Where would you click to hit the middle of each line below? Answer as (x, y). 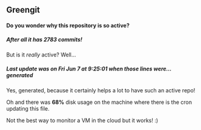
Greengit (23, 10)
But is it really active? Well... (41, 55)
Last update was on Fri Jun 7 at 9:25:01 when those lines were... (89, 69)
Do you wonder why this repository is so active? (68, 25)
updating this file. (28, 108)
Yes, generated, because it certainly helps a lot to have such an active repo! (101, 90)
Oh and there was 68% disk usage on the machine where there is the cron (99, 102)
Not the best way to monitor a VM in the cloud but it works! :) (82, 120)
